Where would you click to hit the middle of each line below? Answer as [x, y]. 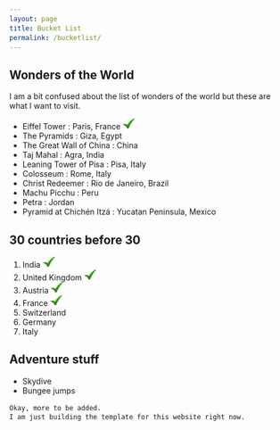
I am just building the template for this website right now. [127, 417]
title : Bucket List [45, 28]
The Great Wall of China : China [80, 145]
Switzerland [44, 313]
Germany [39, 322]
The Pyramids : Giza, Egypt [72, 136]
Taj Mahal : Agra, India [63, 155]
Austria [35, 290]
